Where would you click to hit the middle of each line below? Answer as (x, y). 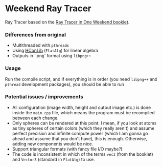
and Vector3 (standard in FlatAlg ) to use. (54, 159)
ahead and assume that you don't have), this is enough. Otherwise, (80, 138)
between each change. (35, 118)
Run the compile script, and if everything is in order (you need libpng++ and (81, 79)
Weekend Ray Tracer (48, 9)
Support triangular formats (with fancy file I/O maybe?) (67, 149)
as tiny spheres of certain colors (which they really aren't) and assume (83, 128)
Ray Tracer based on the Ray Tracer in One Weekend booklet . (67, 22)
